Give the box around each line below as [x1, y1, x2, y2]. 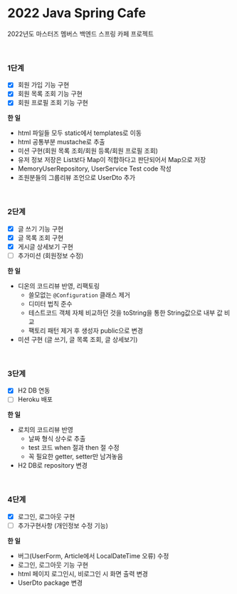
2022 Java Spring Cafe [7, 5, 147, 21]
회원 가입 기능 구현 [17, 81, 70, 89]
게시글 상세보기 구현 [17, 242, 73, 251]
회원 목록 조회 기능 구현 [17, 89, 83, 98]
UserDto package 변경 [17, 578, 83, 587]
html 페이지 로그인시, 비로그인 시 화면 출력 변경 [17, 569, 148, 578]
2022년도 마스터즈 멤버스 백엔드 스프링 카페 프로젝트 [7, 29, 154, 38]
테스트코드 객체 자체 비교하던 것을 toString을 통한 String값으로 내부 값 [28, 308, 223, 317]
